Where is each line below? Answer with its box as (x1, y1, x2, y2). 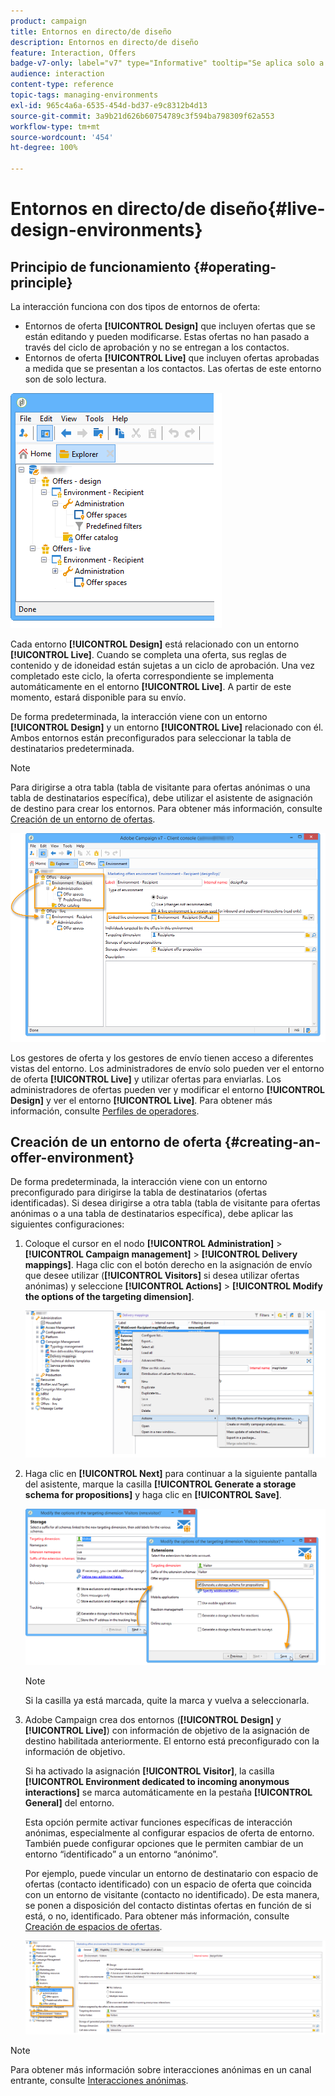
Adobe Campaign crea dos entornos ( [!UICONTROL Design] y (24, 1714, 282, 1726)
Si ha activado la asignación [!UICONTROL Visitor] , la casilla (24, 1765, 275, 1777)
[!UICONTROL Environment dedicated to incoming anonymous (24, 1776, 290, 1788)
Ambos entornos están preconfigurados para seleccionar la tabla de (10, 732, 292, 744)
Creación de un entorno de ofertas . (10, 813, 156, 825)
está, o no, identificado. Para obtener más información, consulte (24, 1910, 290, 1922)
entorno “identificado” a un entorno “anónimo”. (24, 1848, 219, 1860)
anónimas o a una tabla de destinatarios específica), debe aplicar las (10, 1208, 294, 1220)
